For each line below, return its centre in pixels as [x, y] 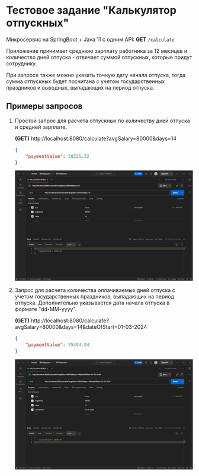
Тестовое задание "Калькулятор [91, 10]
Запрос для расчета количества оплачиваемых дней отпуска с [95, 290]
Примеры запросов [44, 107]
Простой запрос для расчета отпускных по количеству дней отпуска [102, 120]
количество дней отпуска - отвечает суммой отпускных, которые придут [99, 57]
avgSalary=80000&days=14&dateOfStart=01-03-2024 [81, 327]
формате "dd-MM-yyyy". [46, 309]
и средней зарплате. [41, 127]
